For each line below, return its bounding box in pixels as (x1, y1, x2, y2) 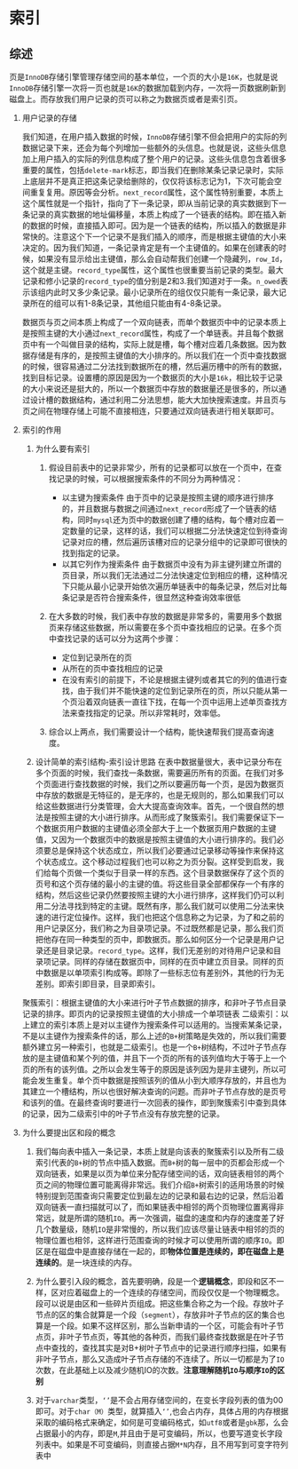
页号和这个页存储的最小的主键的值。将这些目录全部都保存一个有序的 (35, 878, 285, 889)
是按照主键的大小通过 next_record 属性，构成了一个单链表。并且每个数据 (21, 328, 284, 338)
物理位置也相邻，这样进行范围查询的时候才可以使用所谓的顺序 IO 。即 (35, 1235, 285, 1245)
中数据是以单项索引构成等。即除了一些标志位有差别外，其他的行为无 (35, 967, 285, 978)
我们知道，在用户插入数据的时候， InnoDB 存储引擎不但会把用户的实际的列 (21, 131, 287, 142)
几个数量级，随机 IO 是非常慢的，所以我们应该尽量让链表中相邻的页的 (35, 1224, 285, 1235)
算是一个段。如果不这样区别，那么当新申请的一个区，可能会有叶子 (35, 1321, 277, 1330)
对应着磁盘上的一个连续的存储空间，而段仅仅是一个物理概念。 (59, 1287, 285, 1298)
